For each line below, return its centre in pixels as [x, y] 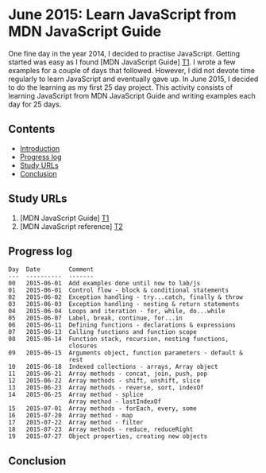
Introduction [40, 148]
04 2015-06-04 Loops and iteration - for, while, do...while [117, 312]
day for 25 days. [35, 104]
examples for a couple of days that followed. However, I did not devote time [132, 70]
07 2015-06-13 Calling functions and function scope [102, 332]
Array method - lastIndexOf [115, 402]
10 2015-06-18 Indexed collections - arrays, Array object [113, 367]
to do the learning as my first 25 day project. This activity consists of [120, 87]
